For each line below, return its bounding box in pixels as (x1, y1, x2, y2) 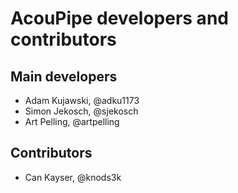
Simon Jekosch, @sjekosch (24, 105, 139, 117)
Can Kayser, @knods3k (24, 171, 122, 183)
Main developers (10, 68, 118, 85)
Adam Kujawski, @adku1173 (24, 95, 140, 106)
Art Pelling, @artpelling (24, 116, 120, 127)
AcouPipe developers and (10, 7, 229, 30)
